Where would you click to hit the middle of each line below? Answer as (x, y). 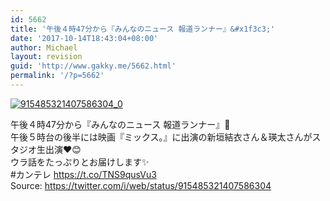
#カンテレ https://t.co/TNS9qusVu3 (83, 174)
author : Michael (44, 47)
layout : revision (46, 57)
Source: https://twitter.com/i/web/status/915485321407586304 (141, 185)
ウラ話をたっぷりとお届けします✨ (80, 162)
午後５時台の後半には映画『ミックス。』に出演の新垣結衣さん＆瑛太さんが (161, 137)
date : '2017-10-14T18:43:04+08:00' (84, 38)
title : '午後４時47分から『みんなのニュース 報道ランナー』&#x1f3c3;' (143, 29)
